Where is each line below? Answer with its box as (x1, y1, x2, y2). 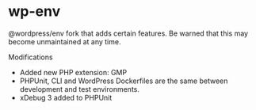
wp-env (8, 2, 61, 21)
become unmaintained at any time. (8, 36, 121, 46)
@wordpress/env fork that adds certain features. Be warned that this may (8, 28, 248, 38)
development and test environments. (19, 84, 140, 93)
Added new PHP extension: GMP (19, 67, 128, 77)
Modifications (8, 52, 53, 62)
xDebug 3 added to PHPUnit (19, 93, 113, 102)
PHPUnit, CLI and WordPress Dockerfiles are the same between (19, 76, 228, 85)
